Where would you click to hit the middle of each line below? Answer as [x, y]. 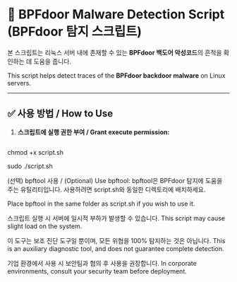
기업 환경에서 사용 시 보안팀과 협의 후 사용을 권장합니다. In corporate [102, 263]
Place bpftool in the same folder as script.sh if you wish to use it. [101, 204]
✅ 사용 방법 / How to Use [60, 113]
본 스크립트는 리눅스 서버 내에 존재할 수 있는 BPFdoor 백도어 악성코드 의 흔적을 [115, 52]
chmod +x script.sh [36, 152]
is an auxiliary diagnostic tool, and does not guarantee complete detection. [116, 248]
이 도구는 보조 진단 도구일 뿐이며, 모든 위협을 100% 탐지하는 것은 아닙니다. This [116, 240]
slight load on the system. [45, 226]
